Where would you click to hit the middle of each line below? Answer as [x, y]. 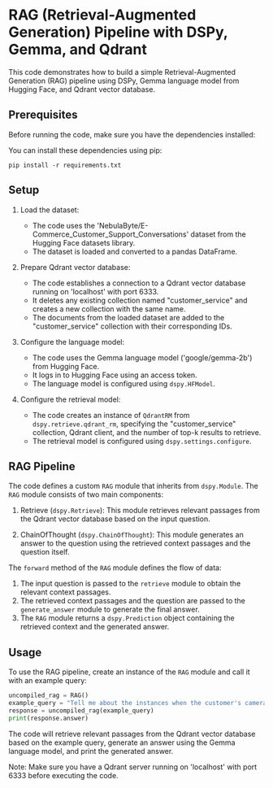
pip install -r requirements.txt [65, 165]
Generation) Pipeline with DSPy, [118, 32]
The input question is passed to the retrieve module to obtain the [130, 584]
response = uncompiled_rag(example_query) [81, 710]
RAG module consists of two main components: [86, 494]
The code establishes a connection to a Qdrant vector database [139, 283]
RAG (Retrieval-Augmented [102, 15]
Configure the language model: [72, 342]
